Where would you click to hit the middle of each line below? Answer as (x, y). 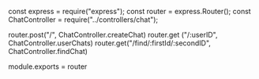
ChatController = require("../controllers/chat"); (83, 20)
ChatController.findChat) (48, 51)
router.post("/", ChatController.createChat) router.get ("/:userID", (113, 35)
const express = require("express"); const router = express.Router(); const (129, 11)
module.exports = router (48, 66)
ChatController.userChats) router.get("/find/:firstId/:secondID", (110, 43)
